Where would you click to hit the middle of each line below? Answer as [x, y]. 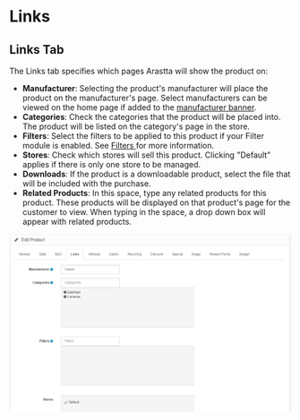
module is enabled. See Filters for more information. [118, 146]
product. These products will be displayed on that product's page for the [156, 202]
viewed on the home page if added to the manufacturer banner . [139, 107]
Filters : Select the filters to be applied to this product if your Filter [143, 136]
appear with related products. [77, 222]
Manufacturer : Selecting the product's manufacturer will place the [145, 88]
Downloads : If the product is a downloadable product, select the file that [156, 174]
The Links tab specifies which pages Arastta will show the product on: [139, 71]
